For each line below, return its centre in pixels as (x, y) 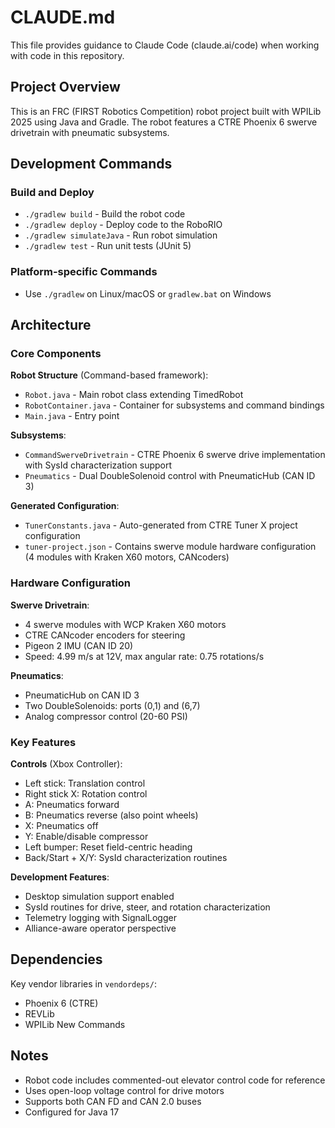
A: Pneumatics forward (72, 805)
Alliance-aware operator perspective (100, 928)
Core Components (56, 354)
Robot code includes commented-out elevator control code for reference (175, 1080)
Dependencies (56, 959)
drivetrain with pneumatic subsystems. (90, 132)
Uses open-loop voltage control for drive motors (124, 1090)
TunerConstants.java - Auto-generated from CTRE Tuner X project (161, 525)
